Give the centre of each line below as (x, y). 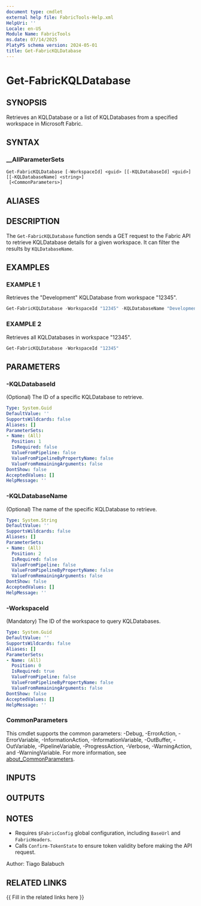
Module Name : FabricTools (38, 34)
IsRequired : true (33, 671)
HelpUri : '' (21, 23)
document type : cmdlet (34, 12)
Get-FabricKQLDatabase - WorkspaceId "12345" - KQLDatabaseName (85, 309)
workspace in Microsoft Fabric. (45, 123)
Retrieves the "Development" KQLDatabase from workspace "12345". (92, 297)
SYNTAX (23, 143)
